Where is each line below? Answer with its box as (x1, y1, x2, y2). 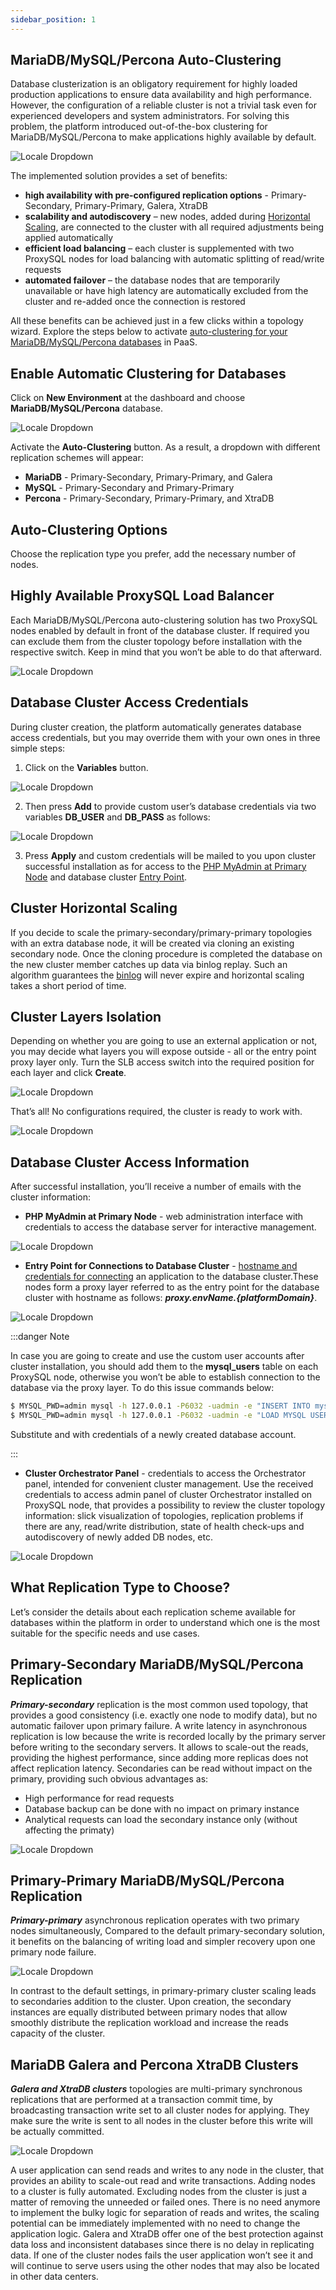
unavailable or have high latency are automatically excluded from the (24, 285, 309, 297)
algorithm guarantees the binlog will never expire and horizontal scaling (10, 969, 305, 981)
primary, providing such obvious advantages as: (10, 1772, 209, 1785)
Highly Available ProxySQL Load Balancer (10, 587, 275, 605)
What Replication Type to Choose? (10, 1579, 231, 1596)
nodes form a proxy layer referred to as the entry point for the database (24, 1281, 320, 1293)
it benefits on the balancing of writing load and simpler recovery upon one (10, 1936, 316, 1948)
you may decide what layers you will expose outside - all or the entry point (10, 1046, 317, 1058)
